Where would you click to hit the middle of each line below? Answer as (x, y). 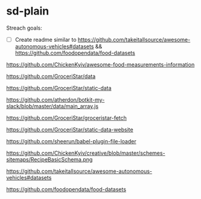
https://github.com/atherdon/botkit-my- (56, 100)
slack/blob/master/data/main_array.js (52, 106)
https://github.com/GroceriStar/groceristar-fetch (66, 118)
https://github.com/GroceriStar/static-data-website (70, 129)
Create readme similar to (46, 39)
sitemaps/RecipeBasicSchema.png (49, 159)
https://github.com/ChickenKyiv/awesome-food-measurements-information (101, 64)
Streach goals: (24, 28)
